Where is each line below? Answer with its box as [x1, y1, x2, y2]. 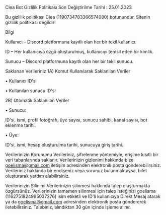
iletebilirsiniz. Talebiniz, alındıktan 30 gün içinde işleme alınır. [5, 204, 131, 210]
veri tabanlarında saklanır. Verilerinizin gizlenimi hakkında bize [5, 157, 134, 163]
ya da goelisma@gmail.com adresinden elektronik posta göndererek [5, 199, 147, 204]
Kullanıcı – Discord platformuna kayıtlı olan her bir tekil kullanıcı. [5, 39, 137, 45]
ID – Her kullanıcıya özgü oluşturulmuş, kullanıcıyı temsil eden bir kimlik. [5, 49, 154, 54]
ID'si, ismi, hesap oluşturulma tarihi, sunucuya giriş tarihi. [5, 142, 123, 148]
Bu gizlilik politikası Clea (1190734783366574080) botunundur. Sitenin [5, 14, 150, 20]
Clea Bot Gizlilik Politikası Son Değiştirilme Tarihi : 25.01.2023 [5, 5, 132, 10]
